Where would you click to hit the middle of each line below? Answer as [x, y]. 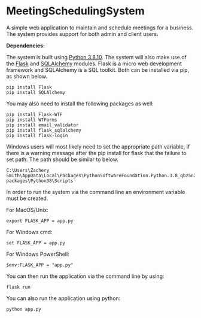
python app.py [24, 309]
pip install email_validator [42, 125]
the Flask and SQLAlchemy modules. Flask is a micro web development [94, 63]
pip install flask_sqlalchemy [44, 130]
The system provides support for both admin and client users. [82, 34]
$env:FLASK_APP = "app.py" [40, 265]
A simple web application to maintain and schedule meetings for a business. [100, 28]
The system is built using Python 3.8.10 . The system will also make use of [96, 57]
